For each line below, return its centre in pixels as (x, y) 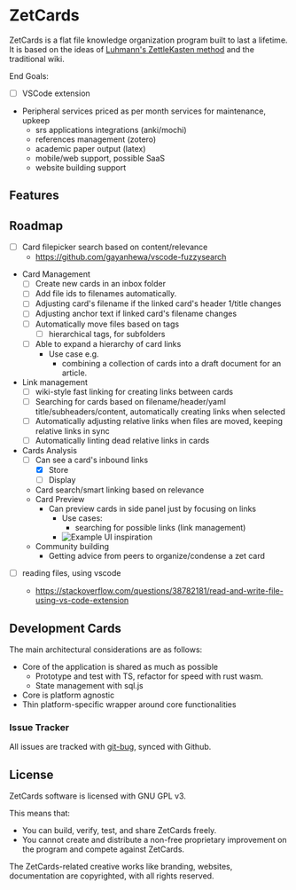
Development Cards (66, 628)
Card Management (56, 274)
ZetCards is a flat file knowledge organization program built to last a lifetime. (148, 40)
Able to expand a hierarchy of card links (108, 343)
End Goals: (29, 75)
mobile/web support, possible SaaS (100, 158)
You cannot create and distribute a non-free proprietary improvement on (154, 840)
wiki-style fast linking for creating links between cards (134, 391)
